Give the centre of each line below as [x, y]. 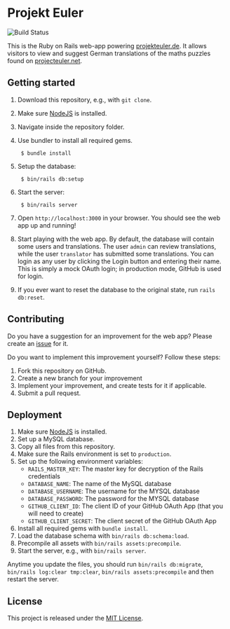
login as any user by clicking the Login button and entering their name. [119, 261]
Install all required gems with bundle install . [83, 528]
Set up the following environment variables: [80, 462]
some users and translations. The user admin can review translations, [117, 246]
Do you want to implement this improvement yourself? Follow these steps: [114, 357]
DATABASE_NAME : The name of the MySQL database [100, 484]
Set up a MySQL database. [56, 439]
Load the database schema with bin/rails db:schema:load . [103, 536]
